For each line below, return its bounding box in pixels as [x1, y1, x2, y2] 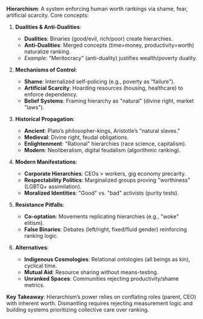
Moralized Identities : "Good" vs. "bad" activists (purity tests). [24, 189, 179, 196]
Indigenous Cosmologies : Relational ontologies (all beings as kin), [24, 256, 191, 263]
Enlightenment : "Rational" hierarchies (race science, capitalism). [24, 140, 187, 147]
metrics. [24, 281, 45, 289]
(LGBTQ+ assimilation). [24, 183, 82, 190]
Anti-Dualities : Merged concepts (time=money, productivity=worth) [24, 42, 195, 49]
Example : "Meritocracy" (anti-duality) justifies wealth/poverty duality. [24, 55, 198, 61]
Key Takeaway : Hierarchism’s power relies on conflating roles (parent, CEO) [6, 294, 197, 300]
